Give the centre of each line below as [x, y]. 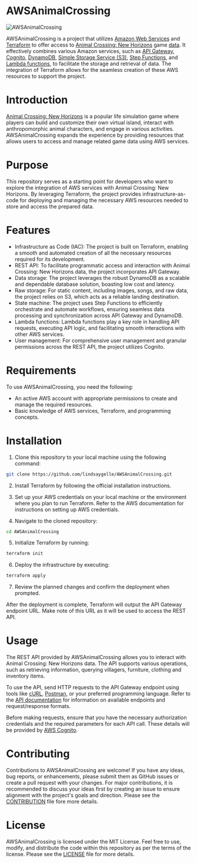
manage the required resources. [54, 404]
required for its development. [50, 259]
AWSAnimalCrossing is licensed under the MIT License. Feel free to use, [94, 841]
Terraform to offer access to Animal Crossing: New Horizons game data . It [96, 45]
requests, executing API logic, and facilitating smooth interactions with [100, 328]
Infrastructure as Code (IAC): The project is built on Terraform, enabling [101, 246]
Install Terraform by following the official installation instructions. [93, 485]
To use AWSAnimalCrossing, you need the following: [70, 386]
